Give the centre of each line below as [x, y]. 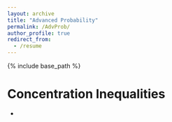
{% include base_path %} [44, 66]
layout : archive [31, 14]
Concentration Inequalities [86, 94]
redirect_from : [29, 40]
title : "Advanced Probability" [53, 20]
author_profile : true [39, 33]
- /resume [28, 46]
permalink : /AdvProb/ [39, 26]
